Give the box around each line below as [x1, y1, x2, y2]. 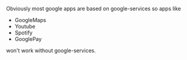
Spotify [14, 29, 33, 36]
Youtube [14, 23, 36, 30]
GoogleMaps [14, 17, 46, 23]
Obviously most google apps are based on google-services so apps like [6, 5, 182, 12]
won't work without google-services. [6, 47, 96, 54]
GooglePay [14, 36, 42, 42]
